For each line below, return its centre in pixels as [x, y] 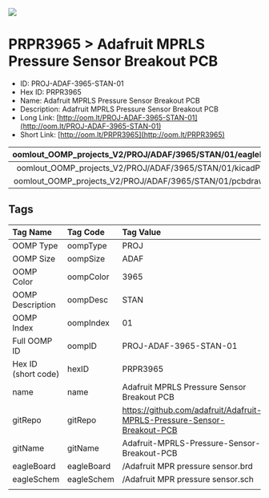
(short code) [36, 374]
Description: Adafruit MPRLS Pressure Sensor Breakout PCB [119, 109]
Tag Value [142, 232]
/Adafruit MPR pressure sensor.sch [188, 479]
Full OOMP [32, 341]
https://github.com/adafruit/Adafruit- [192, 410]
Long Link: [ [40, 117]
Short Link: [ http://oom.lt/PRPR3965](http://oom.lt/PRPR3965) [122, 134]
